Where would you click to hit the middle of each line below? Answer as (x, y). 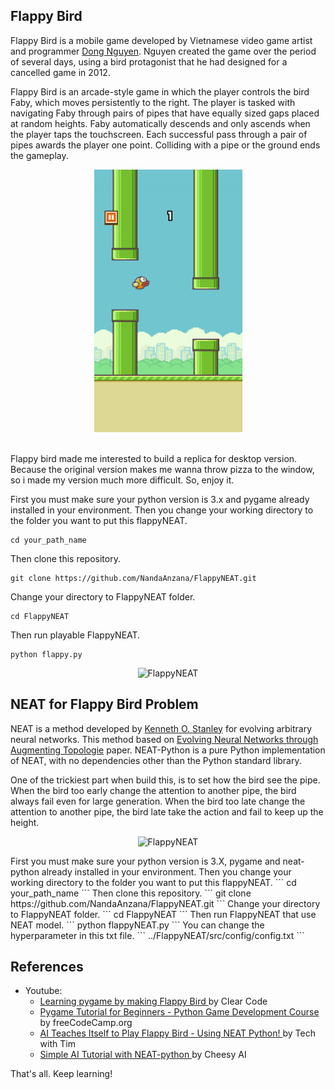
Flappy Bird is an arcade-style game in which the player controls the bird (160, 91)
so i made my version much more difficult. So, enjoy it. (122, 480)
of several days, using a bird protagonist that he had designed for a (149, 61)
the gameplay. (39, 155)
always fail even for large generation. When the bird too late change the (158, 801)
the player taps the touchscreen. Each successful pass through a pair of (159, 134)
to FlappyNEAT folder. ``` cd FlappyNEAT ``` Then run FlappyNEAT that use (163, 914)
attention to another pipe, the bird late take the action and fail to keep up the (167, 811)
